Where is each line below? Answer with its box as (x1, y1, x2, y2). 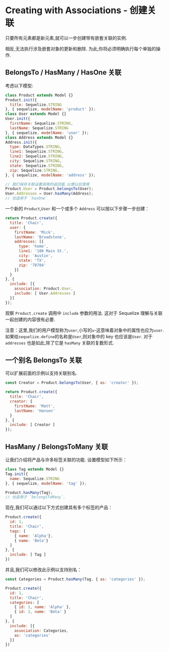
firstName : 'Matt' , (14, 403, 55, 408)
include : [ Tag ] (10, 552, 46, 557)
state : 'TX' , (18, 258, 46, 263)
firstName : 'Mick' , (14, 229, 55, 235)
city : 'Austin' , (18, 253, 53, 258)
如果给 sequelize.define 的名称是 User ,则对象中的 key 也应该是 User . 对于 (5, 333, 153, 339)
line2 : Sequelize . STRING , (10, 154, 65, 159)
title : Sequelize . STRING (10, 102, 62, 107)
